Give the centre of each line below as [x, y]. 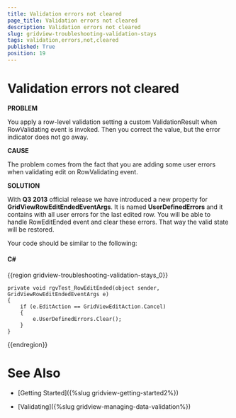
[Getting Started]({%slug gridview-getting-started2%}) [98, 392]
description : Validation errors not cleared [74, 27]
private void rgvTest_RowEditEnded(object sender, [84, 288]
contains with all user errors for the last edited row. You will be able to [109, 214]
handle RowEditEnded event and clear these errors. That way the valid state [118, 222]
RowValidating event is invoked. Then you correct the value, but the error [114, 129]
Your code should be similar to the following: [72, 243]
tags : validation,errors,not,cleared [63, 40]
